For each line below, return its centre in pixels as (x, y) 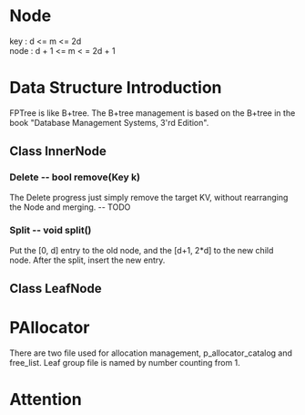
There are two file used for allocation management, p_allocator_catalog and (151, 353)
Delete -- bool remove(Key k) (75, 177)
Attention (46, 400)
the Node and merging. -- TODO (70, 207)
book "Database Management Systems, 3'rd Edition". (109, 122)
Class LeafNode (56, 289)
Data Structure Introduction (116, 88)
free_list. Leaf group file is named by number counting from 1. (125, 363)
